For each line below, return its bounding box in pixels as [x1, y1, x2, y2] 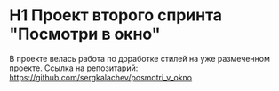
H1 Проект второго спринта [9, 5, 223, 26]
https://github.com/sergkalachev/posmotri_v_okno [9, 72, 193, 82]
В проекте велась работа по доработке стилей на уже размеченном [9, 53, 271, 64]
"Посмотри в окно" [9, 24, 161, 44]
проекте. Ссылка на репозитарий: [9, 63, 139, 73]
